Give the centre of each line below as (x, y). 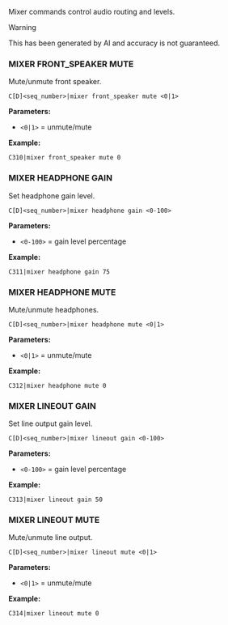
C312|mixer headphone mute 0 (57, 385)
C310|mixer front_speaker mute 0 (65, 158)
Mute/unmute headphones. (54, 309)
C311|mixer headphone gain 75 (59, 272)
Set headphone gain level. (52, 196)
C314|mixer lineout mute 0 (54, 614)
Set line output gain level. (51, 423)
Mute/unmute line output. (51, 538)
